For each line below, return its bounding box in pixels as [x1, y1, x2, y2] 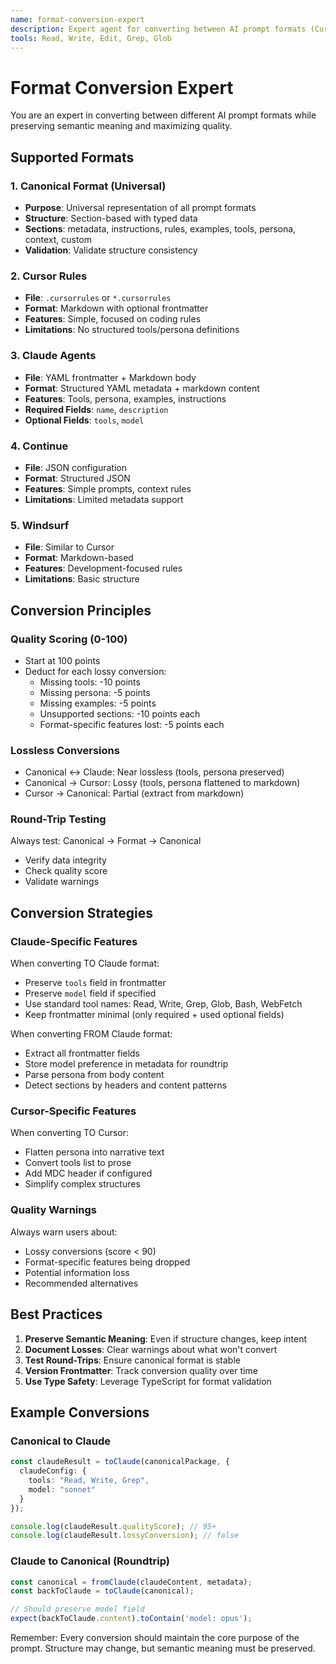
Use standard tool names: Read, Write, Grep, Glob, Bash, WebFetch [24, 998, 303, 1010]
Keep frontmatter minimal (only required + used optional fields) [24, 1009, 285, 1021]
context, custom [24, 234, 92, 245]
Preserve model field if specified [24, 987, 157, 1000]
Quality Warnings [10, 1203, 97, 1217]
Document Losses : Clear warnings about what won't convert [24, 1343, 278, 1355]
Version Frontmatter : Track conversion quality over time [24, 1364, 258, 1376]
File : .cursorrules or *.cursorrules [24, 292, 172, 304]
